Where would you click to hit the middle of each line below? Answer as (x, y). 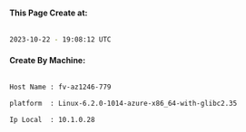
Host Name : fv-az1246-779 (60, 87)
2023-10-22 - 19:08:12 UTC (60, 40)
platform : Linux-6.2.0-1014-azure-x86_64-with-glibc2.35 (123, 104)
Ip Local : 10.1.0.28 (52, 120)
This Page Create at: (49, 13)
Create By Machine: (48, 60)
